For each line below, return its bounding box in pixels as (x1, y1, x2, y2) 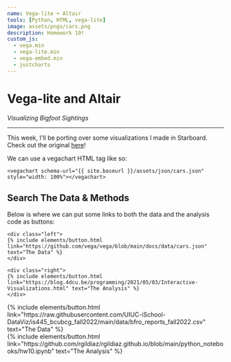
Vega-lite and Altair (7, 91, 121, 107)
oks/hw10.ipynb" (7, 347, 55, 355)
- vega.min (13, 42, 45, 49)
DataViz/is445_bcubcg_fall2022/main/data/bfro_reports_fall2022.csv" (7, 318, 206, 326)
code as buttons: (7, 217, 55, 226)
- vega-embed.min (13, 55, 63, 62)
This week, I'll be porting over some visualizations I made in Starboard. (7, 134, 208, 142)
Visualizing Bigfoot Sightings (7, 114, 89, 122)
